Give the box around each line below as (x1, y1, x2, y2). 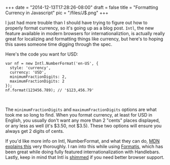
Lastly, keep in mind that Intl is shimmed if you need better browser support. (5, 154, 165, 160)
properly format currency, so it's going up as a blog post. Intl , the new (5, 25, 154, 31)
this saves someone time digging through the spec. (5, 41, 113, 47)
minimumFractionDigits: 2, (10, 74, 67, 79)
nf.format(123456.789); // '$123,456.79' (5, 88, 94, 93)
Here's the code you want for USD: (5, 51, 79, 57)
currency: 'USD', (10, 70, 47, 75)
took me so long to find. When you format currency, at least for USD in (5, 112, 153, 118)
